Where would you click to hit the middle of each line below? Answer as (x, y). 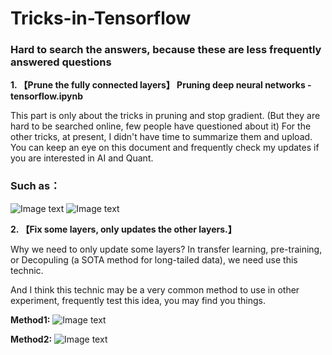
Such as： (35, 186)
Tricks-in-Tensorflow (101, 18)
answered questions (61, 62)
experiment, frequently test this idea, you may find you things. (138, 300)
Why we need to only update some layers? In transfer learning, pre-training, (166, 249)
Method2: (31, 339)
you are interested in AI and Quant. (82, 158)
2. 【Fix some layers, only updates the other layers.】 (123, 229)
